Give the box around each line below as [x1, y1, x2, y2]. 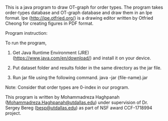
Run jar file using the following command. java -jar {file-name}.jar [12, 75, 148, 80]
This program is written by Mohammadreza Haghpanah [5, 94, 120, 100]
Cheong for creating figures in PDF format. [5, 20, 94, 26]
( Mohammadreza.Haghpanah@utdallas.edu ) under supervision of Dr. [5, 99, 148, 105]
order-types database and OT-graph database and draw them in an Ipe [5, 10, 152, 16]
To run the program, [5, 40, 47, 46]
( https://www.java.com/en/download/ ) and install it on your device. [12, 55, 151, 61]
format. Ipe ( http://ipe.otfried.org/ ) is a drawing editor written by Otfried [5, 15, 153, 21]
